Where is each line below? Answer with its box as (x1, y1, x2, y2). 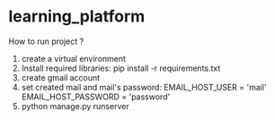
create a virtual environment (21, 53, 127, 64)
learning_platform (8, 6, 146, 27)
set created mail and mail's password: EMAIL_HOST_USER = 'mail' (21, 81, 267, 92)
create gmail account (21, 72, 101, 82)
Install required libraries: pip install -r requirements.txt (21, 63, 221, 73)
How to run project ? (8, 36, 84, 47)
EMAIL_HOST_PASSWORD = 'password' (21, 91, 171, 102)
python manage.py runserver (21, 100, 129, 111)
